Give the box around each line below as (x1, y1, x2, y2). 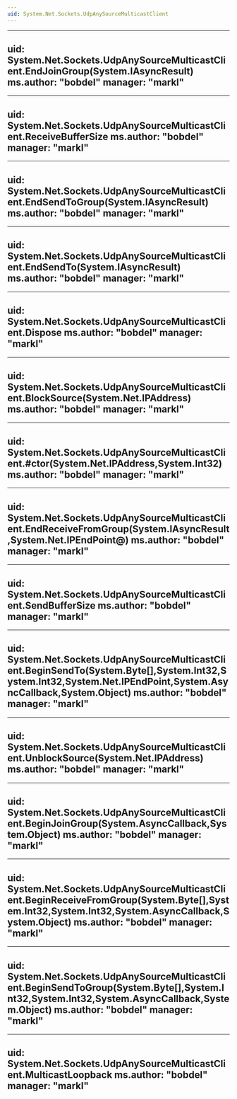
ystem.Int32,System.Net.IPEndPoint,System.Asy (7, 676, 229, 688)
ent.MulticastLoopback (7, 1069, 113, 1081)
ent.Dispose (7, 327, 62, 339)
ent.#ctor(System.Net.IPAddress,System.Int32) (7, 457, 222, 469)
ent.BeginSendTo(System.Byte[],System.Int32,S (7, 664, 227, 677)
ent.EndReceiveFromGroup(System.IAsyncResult (7, 523, 230, 535)
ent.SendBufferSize (7, 599, 96, 611)
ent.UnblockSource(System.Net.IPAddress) (7, 752, 204, 764)
